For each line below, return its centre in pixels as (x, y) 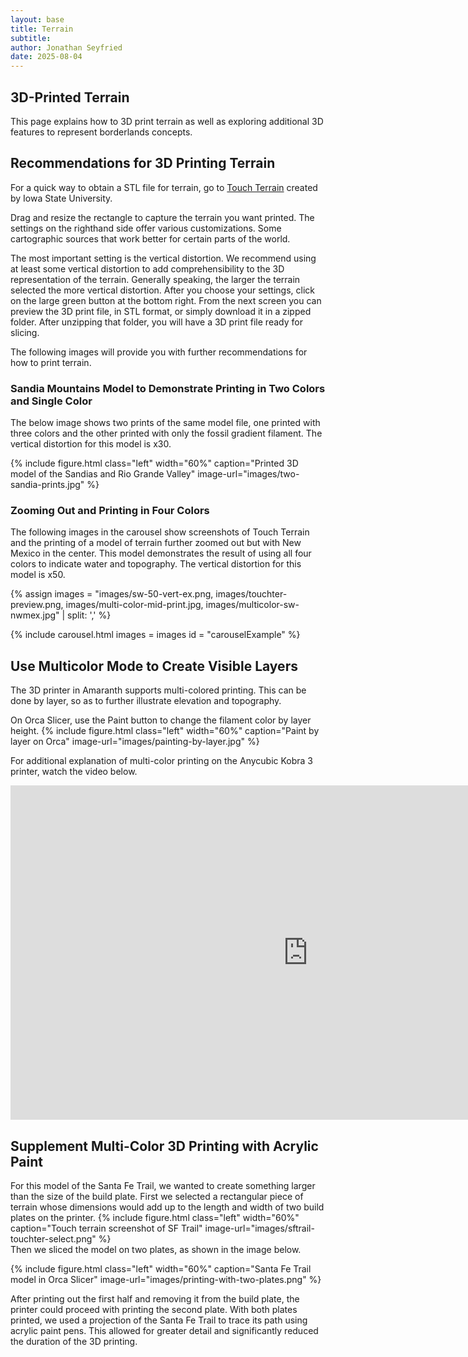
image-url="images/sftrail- (259, 1228)
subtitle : (31, 38)
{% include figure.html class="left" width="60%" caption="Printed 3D (154, 463)
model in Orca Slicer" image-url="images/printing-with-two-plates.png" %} (166, 1279)
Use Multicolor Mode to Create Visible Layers (154, 666)
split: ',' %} (89, 615)
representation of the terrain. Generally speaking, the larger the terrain (155, 279)
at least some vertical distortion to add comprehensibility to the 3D (147, 268)
